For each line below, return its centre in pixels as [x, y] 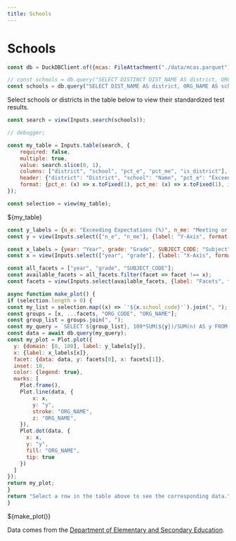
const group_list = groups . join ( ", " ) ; [66, 320]
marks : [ [26, 379]
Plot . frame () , [40, 386]
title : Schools [29, 14]
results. [18, 107]
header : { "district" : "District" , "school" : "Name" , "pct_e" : [113, 178]
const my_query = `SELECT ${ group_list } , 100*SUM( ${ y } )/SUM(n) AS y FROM [118, 327]
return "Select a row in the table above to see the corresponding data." [119, 496]
